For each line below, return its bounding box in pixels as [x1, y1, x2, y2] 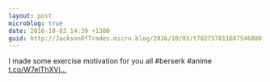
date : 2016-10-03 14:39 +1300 [8, 27, 111, 35]
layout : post [8, 11, 53, 20]
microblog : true [8, 19, 63, 27]
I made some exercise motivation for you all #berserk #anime [8, 56, 213, 66]
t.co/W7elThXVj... [8, 65, 67, 75]
